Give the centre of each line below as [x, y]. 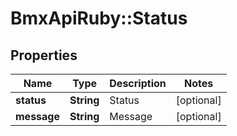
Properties [44, 55]
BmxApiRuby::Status [99, 18]
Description [138, 83]
